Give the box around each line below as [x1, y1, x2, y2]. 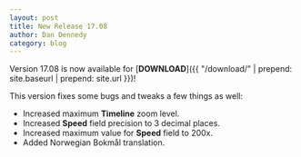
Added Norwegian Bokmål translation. [22, 137, 166, 148]
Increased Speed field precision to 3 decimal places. [22, 118, 221, 129]
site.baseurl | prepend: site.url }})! [9, 74, 136, 84]
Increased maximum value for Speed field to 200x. [22, 128, 214, 139]
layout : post [9, 13, 59, 23]
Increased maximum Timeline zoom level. [22, 108, 180, 119]
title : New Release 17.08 [9, 22, 107, 31]
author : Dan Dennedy [9, 30, 88, 39]
